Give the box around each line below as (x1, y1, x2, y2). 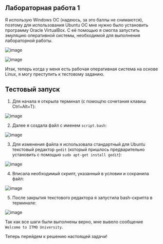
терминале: (12, 200, 36, 205)
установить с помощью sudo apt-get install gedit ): (12, 151, 122, 158)
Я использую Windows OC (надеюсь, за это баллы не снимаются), (5, 17, 144, 22)
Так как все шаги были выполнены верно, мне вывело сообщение (5, 219, 144, 224)
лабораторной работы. (5, 38, 53, 43)
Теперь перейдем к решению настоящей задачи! (5, 233, 108, 239)
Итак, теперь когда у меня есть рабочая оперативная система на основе (5, 66, 158, 72)
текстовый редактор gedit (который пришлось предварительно (12, 146, 145, 152)
